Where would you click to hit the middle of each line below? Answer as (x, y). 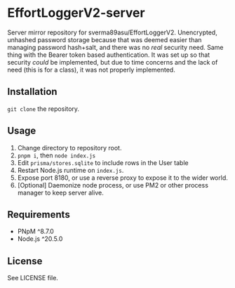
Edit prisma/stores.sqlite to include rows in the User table (103, 162)
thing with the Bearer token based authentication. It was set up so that (109, 55)
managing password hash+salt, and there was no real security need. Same (115, 47)
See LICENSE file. (33, 278)
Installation (32, 92)
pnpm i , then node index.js (56, 155)
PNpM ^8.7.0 (35, 231)
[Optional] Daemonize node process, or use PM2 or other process (113, 185)
